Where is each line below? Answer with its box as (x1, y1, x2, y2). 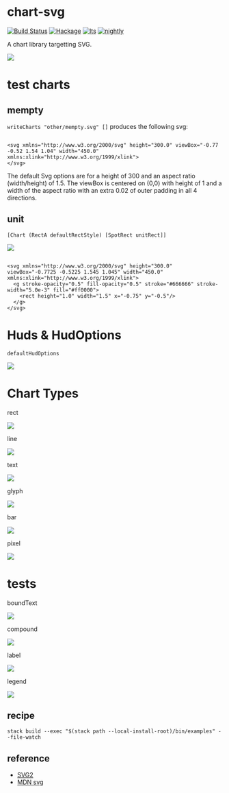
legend (7, 677, 27, 685)
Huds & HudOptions (7, 327, 122, 343)
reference (7, 753, 50, 764)
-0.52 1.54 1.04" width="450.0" (7, 147, 99, 154)
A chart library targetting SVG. (7, 40, 92, 48)
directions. (7, 193, 38, 202)
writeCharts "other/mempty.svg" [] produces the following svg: (7, 122, 188, 130)
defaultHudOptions (7, 350, 59, 357)
